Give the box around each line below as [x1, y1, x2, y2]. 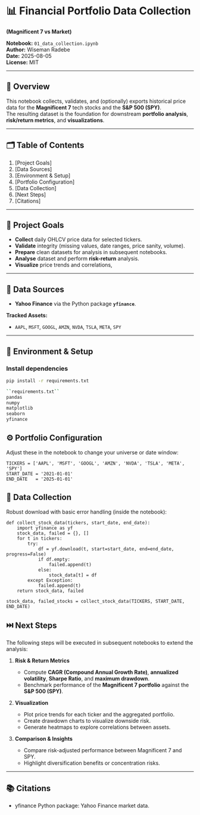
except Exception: [27, 577, 73, 583]
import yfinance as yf [17, 525, 73, 531]
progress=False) [6, 551, 46, 557]
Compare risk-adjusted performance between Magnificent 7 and [23, 747, 182, 754]
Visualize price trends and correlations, [14, 261, 112, 268]
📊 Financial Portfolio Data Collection [6, 4, 191, 18]
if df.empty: [37, 556, 70, 562]
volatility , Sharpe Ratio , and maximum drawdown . [23, 675, 150, 682]
